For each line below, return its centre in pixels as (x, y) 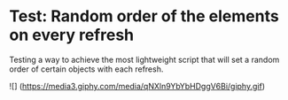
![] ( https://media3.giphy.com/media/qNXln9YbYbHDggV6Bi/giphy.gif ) (137, 86)
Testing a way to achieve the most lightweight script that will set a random (144, 59)
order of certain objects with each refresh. (86, 69)
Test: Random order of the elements (144, 16)
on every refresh (72, 35)
